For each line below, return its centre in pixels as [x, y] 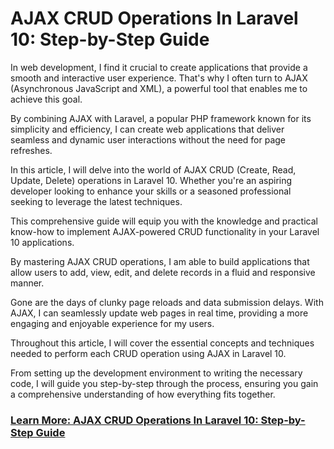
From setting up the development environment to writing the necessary [156, 373]
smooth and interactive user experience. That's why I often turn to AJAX [159, 78]
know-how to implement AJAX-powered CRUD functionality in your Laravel [165, 231]
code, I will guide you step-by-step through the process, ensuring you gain [164, 383]
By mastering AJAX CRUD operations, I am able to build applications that [160, 261]
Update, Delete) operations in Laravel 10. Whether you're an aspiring [151, 180]
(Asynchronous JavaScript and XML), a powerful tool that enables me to [159, 88]
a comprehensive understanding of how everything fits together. [143, 394]
